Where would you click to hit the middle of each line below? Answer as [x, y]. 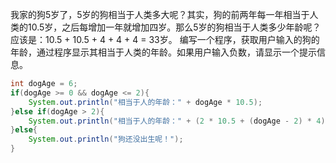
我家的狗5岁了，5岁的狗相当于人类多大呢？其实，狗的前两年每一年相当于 [160, 14]
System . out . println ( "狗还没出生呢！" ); [106, 139]
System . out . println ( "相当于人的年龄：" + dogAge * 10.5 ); [145, 102]
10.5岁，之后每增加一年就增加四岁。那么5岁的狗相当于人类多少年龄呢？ [174, 27]
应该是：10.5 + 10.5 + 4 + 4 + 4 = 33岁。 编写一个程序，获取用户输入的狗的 [165, 39]
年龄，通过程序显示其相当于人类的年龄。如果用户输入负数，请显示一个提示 [163, 52]
